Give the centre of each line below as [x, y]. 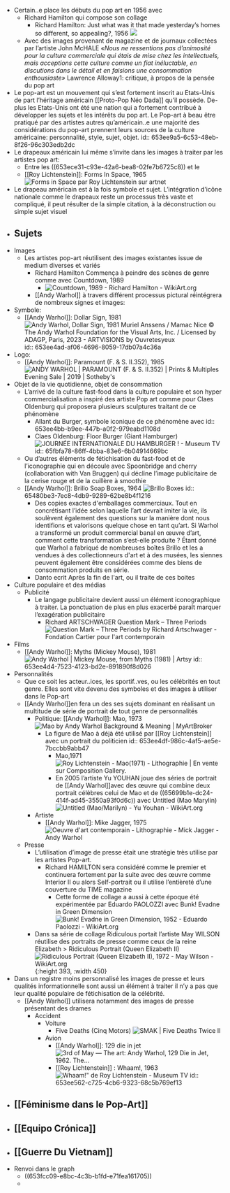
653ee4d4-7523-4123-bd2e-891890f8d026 [88, 666]
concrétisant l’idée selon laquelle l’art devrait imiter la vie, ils [121, 510]
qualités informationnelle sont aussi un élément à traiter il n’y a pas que [116, 986]
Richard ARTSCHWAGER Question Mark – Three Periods [126, 622]
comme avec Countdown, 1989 [79, 280]
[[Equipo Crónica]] [55, 1128]
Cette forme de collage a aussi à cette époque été [127, 896]
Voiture [55, 1023]
